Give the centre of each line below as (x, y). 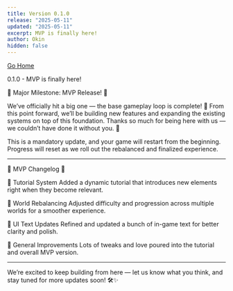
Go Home (21, 66)
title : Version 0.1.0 (38, 14)
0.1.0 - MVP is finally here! (44, 79)
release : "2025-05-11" (40, 20)
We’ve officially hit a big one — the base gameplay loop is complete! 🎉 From (115, 106)
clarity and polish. (33, 231)
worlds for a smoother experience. (57, 210)
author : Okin (26, 40)
